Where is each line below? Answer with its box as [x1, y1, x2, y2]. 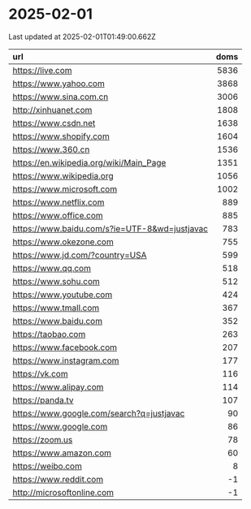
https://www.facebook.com [12, 342, 118, 353]
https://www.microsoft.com [12, 183, 118, 195]
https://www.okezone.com [12, 236, 114, 248]
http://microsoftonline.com [12, 486, 115, 498]
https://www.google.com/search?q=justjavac [12, 408, 185, 419]
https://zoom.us [12, 434, 73, 445]
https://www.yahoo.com [12, 78, 106, 89]
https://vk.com [12, 368, 68, 379]
